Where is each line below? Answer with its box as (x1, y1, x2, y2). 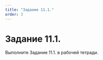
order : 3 (5, 12, 23, 17)
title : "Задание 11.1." (5, 7, 54, 12)
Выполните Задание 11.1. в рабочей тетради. (5, 50, 99, 56)
